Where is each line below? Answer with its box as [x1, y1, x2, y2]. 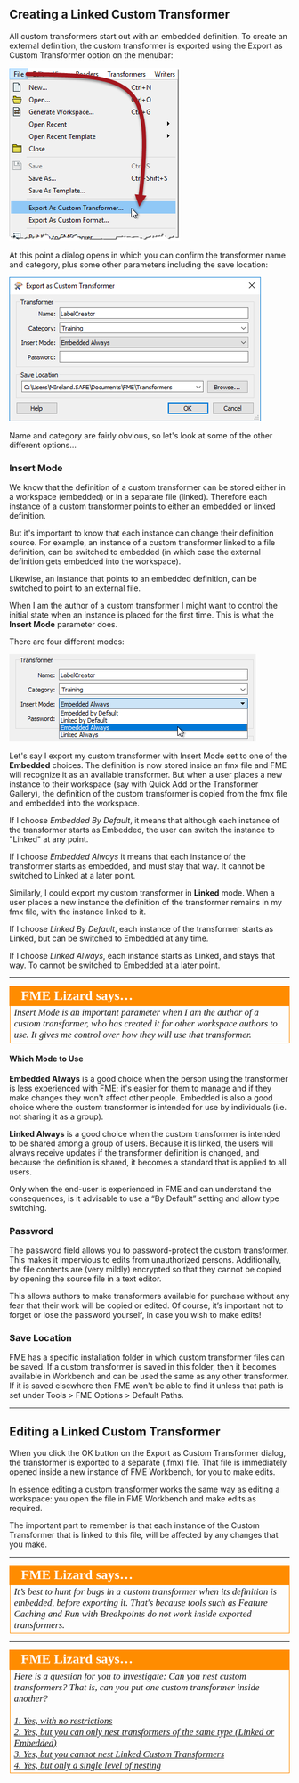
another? [13, 1692, 49, 1705]
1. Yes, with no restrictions [13, 1714, 113, 1727]
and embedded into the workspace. [9, 797, 140, 809]
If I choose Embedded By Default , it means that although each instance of [9, 815, 280, 826]
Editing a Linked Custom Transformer [9, 1424, 221, 1439]
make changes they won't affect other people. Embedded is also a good [9, 1092, 273, 1103]
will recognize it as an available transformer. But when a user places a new [9, 770, 283, 781]
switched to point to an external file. [9, 583, 141, 593]
